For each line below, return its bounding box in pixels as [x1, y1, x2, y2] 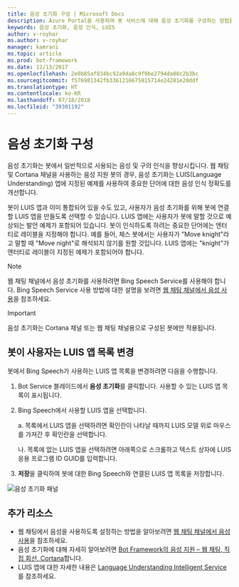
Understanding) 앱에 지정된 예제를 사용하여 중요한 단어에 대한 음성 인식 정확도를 [7, 179, 231, 188]
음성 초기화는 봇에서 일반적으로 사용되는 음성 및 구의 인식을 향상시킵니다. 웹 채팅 [7, 161, 230, 170]
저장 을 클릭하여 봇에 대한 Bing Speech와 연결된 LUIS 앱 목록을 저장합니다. [17, 469, 224, 478]
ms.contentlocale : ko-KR [7, 90, 81, 97]
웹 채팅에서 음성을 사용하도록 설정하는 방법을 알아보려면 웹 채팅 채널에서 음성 [17, 527, 231, 536]
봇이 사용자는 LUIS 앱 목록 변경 [7, 347, 134, 359]
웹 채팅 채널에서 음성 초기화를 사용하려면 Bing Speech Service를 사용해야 [7, 276, 213, 285]
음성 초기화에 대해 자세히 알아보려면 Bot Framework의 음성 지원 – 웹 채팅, [17, 545, 223, 553]
